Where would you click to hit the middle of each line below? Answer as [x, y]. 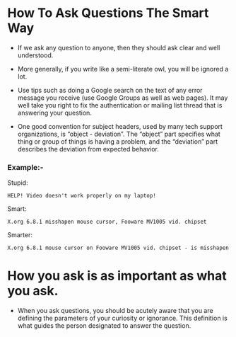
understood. [35, 55]
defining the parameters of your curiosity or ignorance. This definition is [122, 318]
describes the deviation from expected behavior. [88, 149]
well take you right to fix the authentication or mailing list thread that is [120, 105]
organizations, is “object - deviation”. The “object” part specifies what [119, 134]
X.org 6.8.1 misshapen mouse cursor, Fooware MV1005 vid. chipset [107, 222]
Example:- [25, 167]
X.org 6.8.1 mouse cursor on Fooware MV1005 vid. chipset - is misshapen [118, 248]
